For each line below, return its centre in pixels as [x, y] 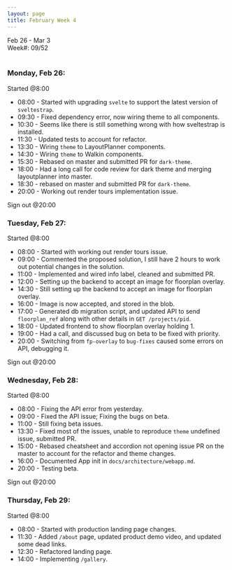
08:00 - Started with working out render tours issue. [92, 252]
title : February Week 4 [42, 20]
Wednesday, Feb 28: [43, 380]
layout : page [26, 14]
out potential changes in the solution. [71, 267]
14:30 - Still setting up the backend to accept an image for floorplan [115, 289]
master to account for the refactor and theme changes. [96, 454]
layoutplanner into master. [55, 176]
